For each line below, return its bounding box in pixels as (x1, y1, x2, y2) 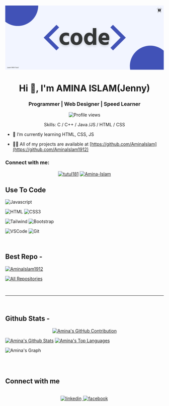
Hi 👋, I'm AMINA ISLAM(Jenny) (19, 83, 150, 94)
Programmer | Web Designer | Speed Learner (28, 100, 141, 107)
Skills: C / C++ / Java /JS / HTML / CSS (44, 122, 125, 128)
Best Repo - (5, 253, 43, 261)
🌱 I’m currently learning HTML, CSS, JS (12, 131, 94, 137)
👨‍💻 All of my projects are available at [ (12, 141, 92, 147)
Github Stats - (5, 314, 50, 323)
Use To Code (5, 186, 46, 194)
